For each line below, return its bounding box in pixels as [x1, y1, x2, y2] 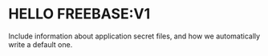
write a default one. [8, 39, 73, 49]
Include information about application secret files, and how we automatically [8, 31, 261, 41]
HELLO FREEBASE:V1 [8, 5, 151, 23]
